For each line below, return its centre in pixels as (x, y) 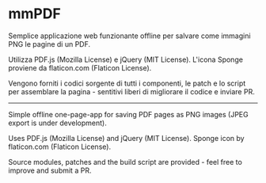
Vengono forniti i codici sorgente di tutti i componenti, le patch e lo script (127, 83)
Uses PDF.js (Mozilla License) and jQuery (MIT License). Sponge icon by (126, 138)
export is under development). (57, 123)
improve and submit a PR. (50, 170)
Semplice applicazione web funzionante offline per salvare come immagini (129, 36)
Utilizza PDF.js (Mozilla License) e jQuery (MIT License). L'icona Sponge (126, 59)
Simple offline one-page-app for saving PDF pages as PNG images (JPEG (128, 114)
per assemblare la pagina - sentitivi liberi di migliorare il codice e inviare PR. (131, 91)
